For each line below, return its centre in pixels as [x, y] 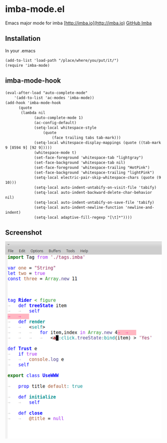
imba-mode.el [35, 9]
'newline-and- [140, 207]
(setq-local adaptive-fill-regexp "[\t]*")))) [83, 217]
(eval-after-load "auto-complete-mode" [46, 93]
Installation [23, 39]
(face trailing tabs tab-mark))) [86, 138]
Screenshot [24, 232]
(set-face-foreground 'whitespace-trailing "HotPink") [92, 167]
